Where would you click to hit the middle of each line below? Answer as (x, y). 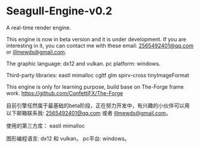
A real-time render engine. (39, 28)
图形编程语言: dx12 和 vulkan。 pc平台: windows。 (68, 138)
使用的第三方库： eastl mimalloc (46, 126)
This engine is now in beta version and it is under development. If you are (96, 39)
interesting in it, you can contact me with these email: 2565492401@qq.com (100, 46)
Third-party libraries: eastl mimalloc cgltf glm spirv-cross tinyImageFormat (98, 75)
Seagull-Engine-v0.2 (59, 11)
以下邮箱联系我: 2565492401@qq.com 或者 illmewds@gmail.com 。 (89, 113)
